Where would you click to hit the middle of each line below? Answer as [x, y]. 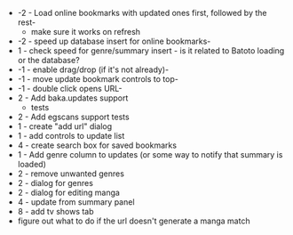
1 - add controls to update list [71, 136]
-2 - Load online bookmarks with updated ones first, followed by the [142, 13]
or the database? [48, 60]
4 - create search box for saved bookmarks [97, 145]
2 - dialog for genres [55, 183]
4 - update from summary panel [76, 202]
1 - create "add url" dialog [65, 126]
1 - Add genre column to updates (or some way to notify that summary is [150, 154]
